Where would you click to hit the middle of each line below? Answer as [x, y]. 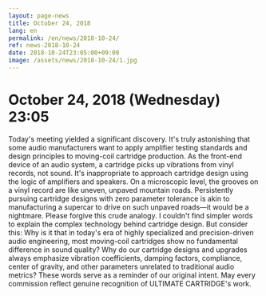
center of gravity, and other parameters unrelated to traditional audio [121, 266]
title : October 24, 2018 [50, 23]
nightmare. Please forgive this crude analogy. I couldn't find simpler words [131, 215]
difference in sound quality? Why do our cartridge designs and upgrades [128, 250]
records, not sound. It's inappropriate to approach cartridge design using [129, 173]
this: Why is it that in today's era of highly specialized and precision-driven [131, 232]
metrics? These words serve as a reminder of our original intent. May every [132, 275]
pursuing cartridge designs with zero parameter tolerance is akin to [119, 198]
